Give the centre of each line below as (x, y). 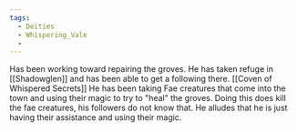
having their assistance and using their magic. (96, 117)
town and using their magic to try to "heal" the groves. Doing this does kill (148, 98)
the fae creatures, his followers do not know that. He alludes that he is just (148, 108)
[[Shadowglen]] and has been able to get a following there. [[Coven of (141, 79)
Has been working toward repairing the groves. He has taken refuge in (141, 69)
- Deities (36, 26)
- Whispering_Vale (53, 35)
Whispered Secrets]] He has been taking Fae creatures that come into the (148, 88)
